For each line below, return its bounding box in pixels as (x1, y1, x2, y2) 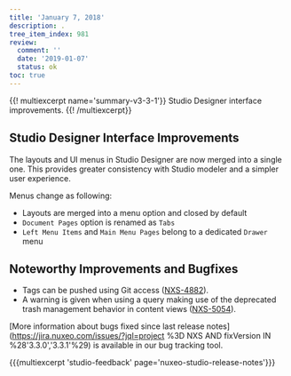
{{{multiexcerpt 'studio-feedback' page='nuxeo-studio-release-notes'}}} (9, 357, 276, 368)
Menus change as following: (9, 190, 113, 201)
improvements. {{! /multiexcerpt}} (9, 104, 132, 116)
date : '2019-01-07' (17, 54, 90, 63)
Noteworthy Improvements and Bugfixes (9, 261, 239, 276)
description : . (9, 21, 66, 30)
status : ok (17, 63, 58, 72)
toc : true (9, 71, 46, 80)
